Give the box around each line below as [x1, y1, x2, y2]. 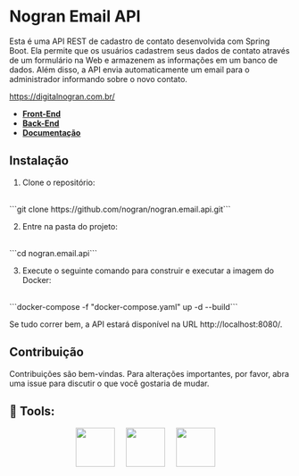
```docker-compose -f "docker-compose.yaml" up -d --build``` [9, 301, 238, 312]
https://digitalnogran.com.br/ [9, 91, 116, 102]
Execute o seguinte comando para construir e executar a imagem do [21, 265, 275, 276]
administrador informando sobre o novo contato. [9, 73, 187, 84]
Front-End [21, 108, 61, 119]
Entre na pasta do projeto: [21, 221, 119, 231]
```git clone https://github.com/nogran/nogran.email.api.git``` [9, 204, 231, 214]
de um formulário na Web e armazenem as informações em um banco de [9, 54, 278, 65]
